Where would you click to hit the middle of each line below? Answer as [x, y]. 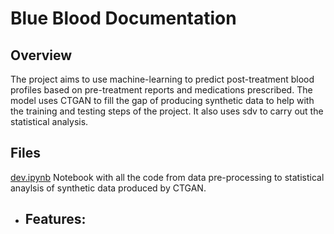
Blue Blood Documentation [123, 18]
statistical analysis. [49, 121]
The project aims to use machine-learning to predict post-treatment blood [162, 79]
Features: [55, 219]
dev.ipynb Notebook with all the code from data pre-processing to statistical [167, 177]
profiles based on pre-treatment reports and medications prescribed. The [161, 90]
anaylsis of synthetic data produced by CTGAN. [108, 188]
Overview [41, 55]
